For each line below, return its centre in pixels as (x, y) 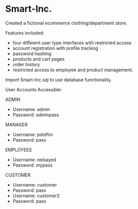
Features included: (25, 33)
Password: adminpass (36, 115)
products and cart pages (38, 59)
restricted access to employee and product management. (73, 70)
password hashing (32, 54)
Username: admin (31, 109)
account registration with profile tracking (55, 48)
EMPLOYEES (19, 150)
